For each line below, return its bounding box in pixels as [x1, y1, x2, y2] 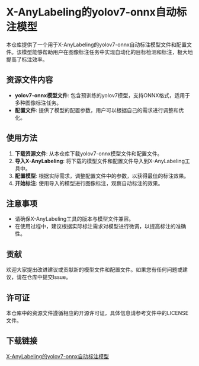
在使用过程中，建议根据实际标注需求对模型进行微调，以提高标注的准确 [14, 223, 187, 230]
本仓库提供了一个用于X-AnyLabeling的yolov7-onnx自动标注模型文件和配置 [6, 41, 187, 48]
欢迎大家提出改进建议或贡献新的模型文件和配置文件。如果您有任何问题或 [6, 266, 182, 273]
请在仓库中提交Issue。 [16, 273, 71, 281]
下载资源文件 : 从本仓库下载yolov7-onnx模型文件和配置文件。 [14, 149, 163, 157]
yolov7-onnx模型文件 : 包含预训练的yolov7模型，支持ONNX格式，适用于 [14, 91, 191, 98]
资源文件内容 [6, 75, 53, 85]
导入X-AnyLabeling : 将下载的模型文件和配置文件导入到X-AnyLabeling [14, 157, 185, 164]
